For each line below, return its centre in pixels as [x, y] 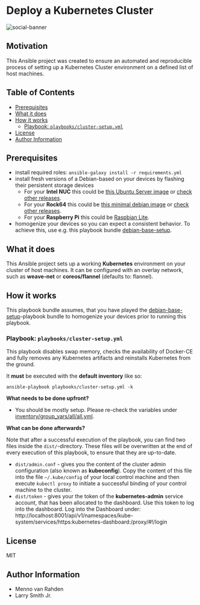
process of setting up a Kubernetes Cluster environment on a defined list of [100, 67]
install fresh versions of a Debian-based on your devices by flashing [100, 179]
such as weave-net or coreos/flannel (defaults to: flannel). [80, 277]
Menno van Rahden [39, 589]
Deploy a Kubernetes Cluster [80, 11]
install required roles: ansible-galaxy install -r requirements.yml [98, 173]
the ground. [21, 364]
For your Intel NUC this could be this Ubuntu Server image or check [108, 192]
